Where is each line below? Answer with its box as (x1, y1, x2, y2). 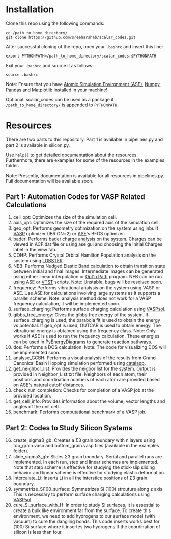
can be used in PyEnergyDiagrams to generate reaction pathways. (13, 338, 152, 345)
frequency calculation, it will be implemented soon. (13, 300, 120, 306)
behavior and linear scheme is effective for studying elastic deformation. (13, 469, 165, 475)
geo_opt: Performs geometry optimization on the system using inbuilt (13, 225, 158, 231)
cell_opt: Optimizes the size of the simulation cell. (13, 214, 117, 220)
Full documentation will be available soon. (6, 178, 94, 184)
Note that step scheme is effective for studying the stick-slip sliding (13, 464, 155, 470)
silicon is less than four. (13, 529, 63, 535)
